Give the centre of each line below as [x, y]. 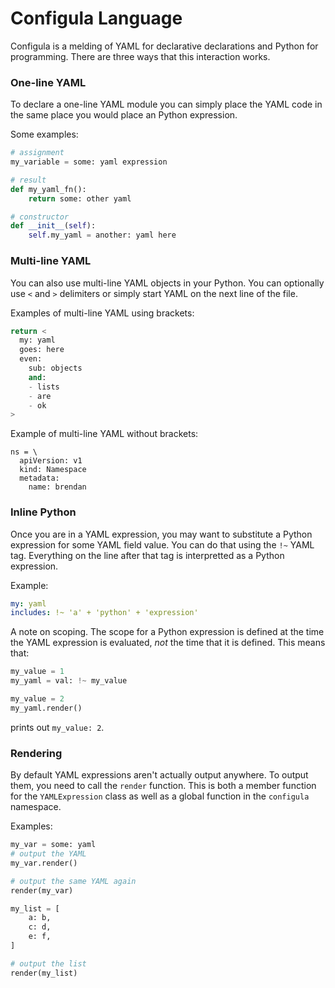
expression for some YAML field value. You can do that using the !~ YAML [162, 544]
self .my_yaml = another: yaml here [102, 235]
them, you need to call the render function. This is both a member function [163, 786]
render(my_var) [42, 890]
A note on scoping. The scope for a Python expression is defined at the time [167, 632]
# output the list [48, 963]
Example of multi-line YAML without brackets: [104, 434]
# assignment [37, 153]
